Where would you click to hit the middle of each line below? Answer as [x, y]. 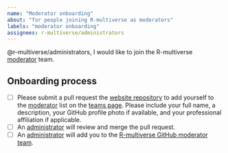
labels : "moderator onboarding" [53, 26]
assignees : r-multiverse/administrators [66, 33]
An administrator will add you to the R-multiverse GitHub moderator [112, 135]
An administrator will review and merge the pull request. [96, 127]
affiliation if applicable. [49, 120]
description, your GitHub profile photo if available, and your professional [119, 113]
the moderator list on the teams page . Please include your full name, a [116, 105]
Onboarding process [52, 81]
